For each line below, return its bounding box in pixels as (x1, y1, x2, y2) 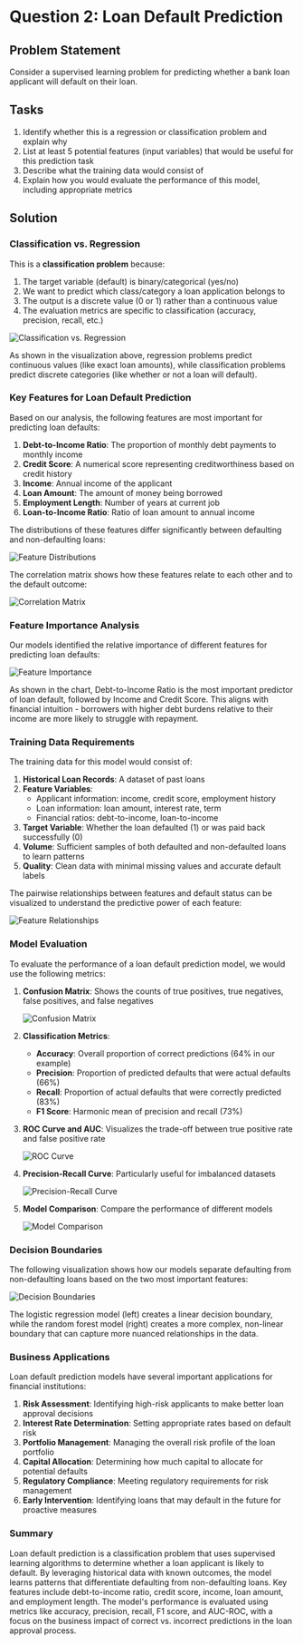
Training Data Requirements (9, 736, 136, 749)
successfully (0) (22, 832, 83, 842)
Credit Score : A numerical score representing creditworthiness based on (22, 458, 295, 469)
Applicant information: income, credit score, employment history (35, 793, 276, 804)
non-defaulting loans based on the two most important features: (9, 1273, 249, 1284)
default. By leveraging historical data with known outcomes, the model (9, 1567, 272, 1578)
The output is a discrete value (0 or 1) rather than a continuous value (22, 295, 278, 306)
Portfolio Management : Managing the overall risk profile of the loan (22, 1437, 276, 1448)
